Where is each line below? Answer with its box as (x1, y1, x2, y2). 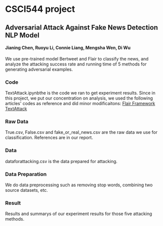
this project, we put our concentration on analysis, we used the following (5, 95, 153, 101)
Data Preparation (5, 170, 47, 177)
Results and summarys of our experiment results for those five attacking (5, 211, 152, 217)
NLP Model (5, 31, 40, 39)
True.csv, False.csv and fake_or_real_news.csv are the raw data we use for (5, 129, 158, 135)
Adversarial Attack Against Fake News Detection (5, 23, 158, 32)
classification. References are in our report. (5, 135, 93, 141)
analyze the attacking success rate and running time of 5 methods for (5, 61, 147, 67)
